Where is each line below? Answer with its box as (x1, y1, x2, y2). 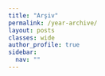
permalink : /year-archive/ (8, 19, 98, 27)
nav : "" (15, 56, 41, 64)
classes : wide (8, 33, 56, 42)
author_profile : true (8, 41, 80, 49)
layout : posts (8, 26, 56, 34)
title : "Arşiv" (8, 11, 59, 20)
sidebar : (8, 48, 37, 56)
